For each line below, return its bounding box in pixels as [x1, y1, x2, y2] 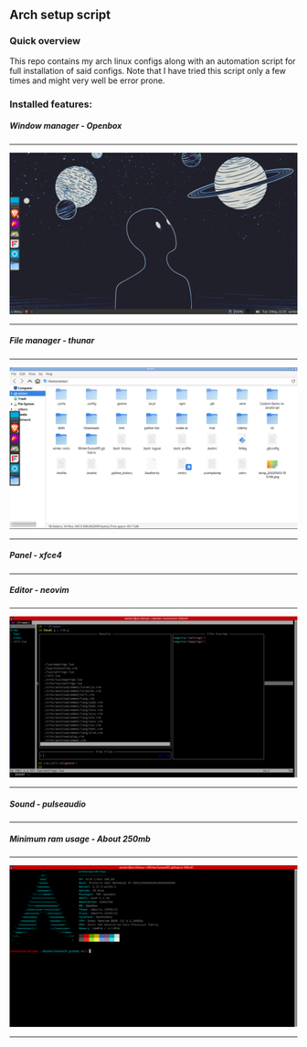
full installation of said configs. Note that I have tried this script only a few [9, 65, 286, 76]
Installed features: [9, 98, 93, 111]
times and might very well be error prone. [9, 75, 165, 86]
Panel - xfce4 [9, 550, 62, 561]
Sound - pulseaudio [9, 798, 87, 809]
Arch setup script [9, 7, 111, 23]
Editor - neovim [9, 585, 69, 596]
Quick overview [9, 35, 80, 48]
